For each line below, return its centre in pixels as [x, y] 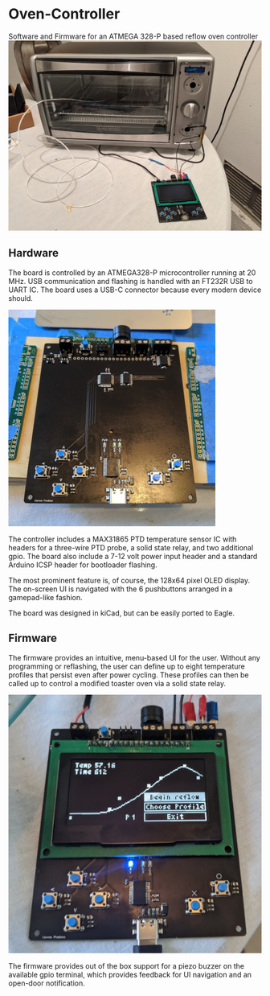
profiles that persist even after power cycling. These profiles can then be [129, 675]
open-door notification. [47, 983]
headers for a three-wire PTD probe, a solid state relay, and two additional [131, 547]
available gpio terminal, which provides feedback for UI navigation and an [130, 974]
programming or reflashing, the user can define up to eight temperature [127, 666]
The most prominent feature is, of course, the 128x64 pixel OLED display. [129, 580]
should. [21, 298]
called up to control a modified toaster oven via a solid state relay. [117, 683]
